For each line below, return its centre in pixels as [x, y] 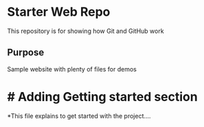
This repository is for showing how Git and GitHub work [86, 31]
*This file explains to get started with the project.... [79, 116]
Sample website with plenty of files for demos [72, 69]
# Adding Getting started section [102, 96]
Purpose [26, 53]
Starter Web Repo [59, 12]
